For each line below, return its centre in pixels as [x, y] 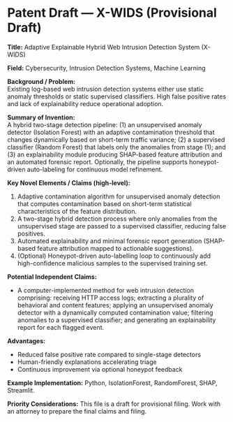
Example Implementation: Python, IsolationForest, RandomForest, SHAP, [112, 383]
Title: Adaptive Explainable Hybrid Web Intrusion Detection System [104, 47]
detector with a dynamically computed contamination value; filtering [115, 312]
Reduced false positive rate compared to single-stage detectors [109, 354]
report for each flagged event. [61, 327]
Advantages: [27, 341]
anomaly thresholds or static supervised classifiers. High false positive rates [117, 96]
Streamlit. [21, 390]
